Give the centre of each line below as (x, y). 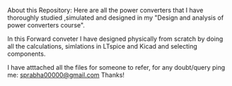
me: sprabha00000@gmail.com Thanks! (66, 75)
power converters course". (46, 25)
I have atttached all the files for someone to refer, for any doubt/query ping (116, 67)
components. (27, 54)
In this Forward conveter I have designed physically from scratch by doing (115, 39)
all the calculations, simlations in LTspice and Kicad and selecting (103, 46)
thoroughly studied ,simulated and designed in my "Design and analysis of (116, 18)
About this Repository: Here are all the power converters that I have (105, 10)
